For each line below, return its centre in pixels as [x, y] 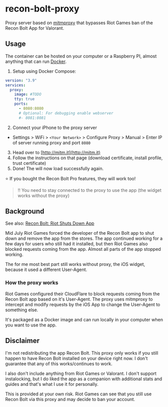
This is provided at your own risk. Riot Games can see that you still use [78, 394]
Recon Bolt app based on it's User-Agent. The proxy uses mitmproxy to [79, 299]
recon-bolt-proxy [42, 9]
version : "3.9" [21, 80]
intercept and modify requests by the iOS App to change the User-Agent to [83, 304]
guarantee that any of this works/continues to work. [59, 364]
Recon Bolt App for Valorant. [35, 28]
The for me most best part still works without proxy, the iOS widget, [75, 264]
